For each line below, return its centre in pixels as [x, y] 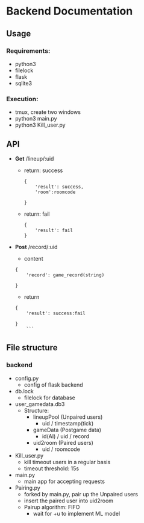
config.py [27, 378]
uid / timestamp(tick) [68, 423]
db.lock [24, 391]
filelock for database [49, 398]
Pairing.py [27, 488]
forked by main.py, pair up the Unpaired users [81, 494]
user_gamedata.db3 [40, 404]
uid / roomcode [61, 449]
